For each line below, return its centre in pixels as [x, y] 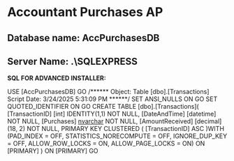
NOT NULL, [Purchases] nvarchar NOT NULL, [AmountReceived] [100, 121]
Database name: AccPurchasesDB [83, 38]
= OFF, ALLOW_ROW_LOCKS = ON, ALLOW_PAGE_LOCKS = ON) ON [106, 144]
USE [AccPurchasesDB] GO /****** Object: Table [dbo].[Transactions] [108, 92]
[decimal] [208, 121]
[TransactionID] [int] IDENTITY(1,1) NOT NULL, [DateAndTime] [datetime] [112, 114]
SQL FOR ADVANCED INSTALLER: [57, 78]
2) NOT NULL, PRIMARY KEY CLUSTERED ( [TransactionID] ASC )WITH [122, 129]
